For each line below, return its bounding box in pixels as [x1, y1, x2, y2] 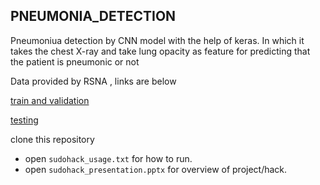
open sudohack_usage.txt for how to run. [24, 152, 193, 164]
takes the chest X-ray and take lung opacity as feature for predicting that [10, 45, 311, 57]
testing [10, 114, 39, 126]
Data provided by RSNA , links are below [10, 75, 177, 87]
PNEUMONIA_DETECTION [10, 8, 177, 25]
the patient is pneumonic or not [10, 55, 140, 68]
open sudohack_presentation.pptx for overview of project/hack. [24, 163, 288, 175]
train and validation [10, 94, 90, 106]
